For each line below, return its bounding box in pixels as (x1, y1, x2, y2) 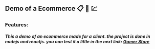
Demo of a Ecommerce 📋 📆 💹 (5, 4, 98, 13)
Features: (5, 21, 28, 28)
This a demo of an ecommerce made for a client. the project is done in (5, 33, 151, 39)
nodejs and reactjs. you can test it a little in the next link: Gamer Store (5, 38, 150, 44)
